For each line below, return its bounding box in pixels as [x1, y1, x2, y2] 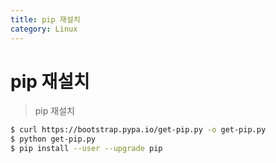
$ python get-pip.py [10, 134, 97, 145]
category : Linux [10, 24, 78, 34]
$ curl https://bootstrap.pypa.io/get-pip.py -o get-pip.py [10, 125, 267, 135]
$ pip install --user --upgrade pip [10, 144, 163, 154]
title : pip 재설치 [10, 14, 81, 25]
